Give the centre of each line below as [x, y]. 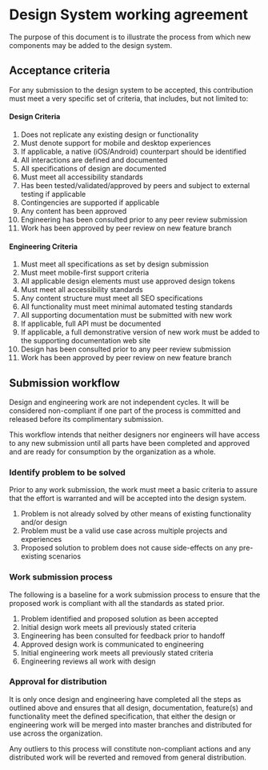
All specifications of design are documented [94, 168]
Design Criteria [35, 117]
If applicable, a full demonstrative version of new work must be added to [140, 332]
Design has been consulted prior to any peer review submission [126, 349]
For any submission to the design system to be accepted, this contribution [131, 90]
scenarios [65, 556]
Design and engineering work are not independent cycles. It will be [119, 402]
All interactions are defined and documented [94, 160]
